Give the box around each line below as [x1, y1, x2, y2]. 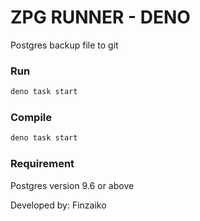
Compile [10, 111, 52, 125]
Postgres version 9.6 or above [10, 179, 135, 191]
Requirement [10, 157, 75, 171]
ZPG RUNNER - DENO [10, 6, 191, 29]
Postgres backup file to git [10, 39, 119, 51]
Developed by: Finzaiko [10, 199, 107, 211]
